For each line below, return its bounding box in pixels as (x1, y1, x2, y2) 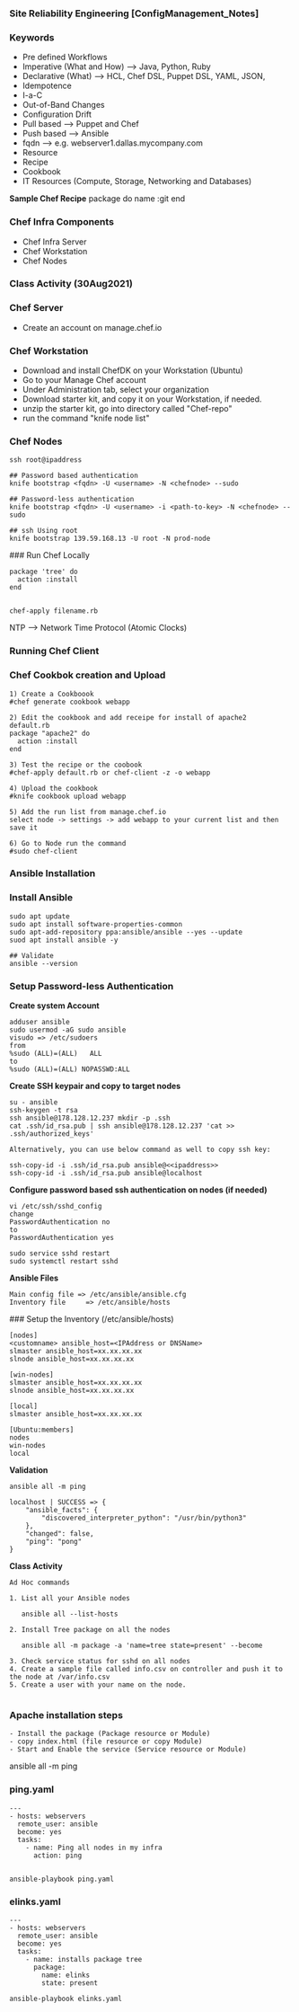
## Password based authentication (9, 471, 139, 481)
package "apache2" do (9, 729, 91, 738)
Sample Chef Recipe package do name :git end (9, 193, 186, 204)
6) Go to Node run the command (9, 838, 127, 847)
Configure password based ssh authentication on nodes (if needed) (9, 1184, 268, 1195)
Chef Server (9, 302, 64, 315)
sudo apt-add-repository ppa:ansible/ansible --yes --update (9, 927, 243, 936)
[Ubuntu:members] (9, 1425, 75, 1435)
